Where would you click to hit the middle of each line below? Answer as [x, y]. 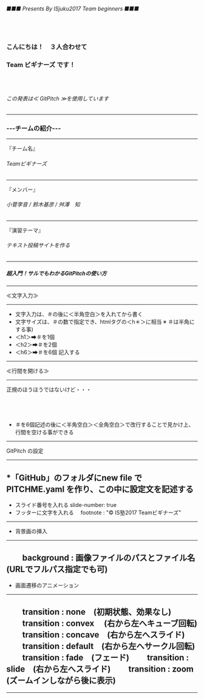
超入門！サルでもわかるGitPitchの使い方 [57, 273]
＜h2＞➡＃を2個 [36, 345]
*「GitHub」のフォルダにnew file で [74, 477]
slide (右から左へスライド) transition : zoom [100, 669]
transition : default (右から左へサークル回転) [109, 646]
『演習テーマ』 [25, 230]
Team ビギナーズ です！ [41, 65]
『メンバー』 [22, 190]
